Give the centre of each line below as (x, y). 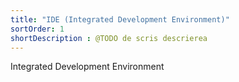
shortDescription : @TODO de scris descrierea (109, 38)
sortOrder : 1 (37, 29)
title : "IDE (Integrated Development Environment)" (120, 19)
